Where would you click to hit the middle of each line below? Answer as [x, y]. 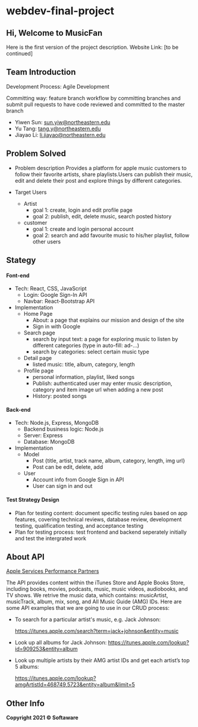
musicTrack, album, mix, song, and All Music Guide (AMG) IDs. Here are [94, 601]
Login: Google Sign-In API [55, 295]
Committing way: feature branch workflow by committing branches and [94, 98]
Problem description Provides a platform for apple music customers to [101, 168]
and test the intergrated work [50, 538]
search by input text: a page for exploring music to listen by [105, 339]
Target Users [31, 192]
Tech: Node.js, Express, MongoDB [57, 423]
